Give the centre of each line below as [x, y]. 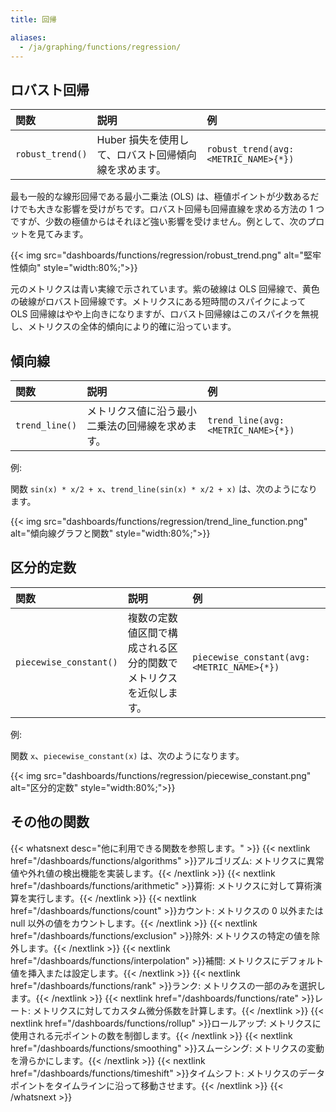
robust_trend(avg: [250, 149]
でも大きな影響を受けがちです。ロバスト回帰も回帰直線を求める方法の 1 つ [171, 209]
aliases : [28, 37]
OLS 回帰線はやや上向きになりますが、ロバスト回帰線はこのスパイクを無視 [164, 314]
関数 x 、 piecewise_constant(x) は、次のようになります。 [127, 755]
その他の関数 [50, 822]
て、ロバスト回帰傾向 [146, 155]
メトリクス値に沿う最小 [141, 411]
